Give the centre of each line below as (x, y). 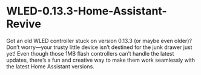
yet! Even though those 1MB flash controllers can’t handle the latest (90, 53)
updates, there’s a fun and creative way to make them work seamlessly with (101, 60)
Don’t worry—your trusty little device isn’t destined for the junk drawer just (99, 47)
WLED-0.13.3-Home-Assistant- (87, 11)
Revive (24, 24)
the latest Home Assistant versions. (51, 66)
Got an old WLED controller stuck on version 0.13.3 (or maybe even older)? (99, 41)
